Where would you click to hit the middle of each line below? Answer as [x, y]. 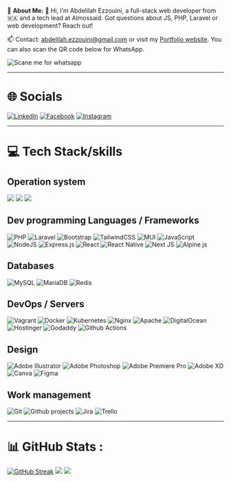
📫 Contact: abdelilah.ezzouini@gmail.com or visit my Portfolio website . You [114, 39]
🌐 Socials [35, 97]
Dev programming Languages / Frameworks [103, 221]
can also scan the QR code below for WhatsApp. [76, 49]
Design [23, 349]
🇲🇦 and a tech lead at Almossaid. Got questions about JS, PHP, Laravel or [113, 18]
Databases [31, 266]
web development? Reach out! [50, 25]
